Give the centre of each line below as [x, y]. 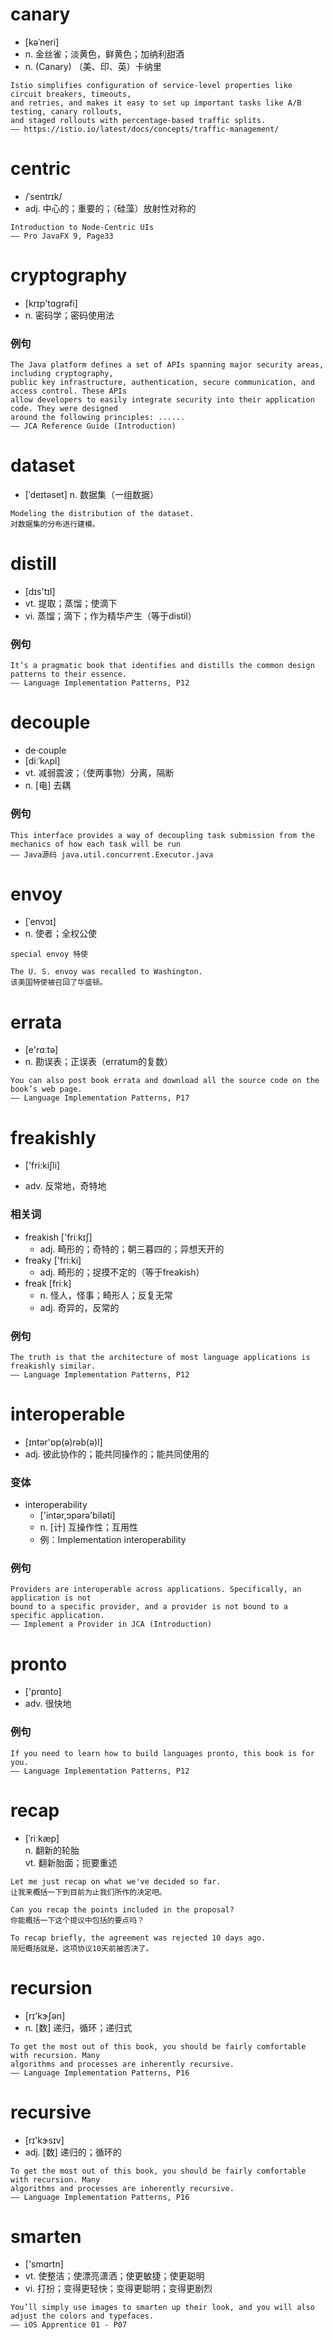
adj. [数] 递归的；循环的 [73, 2152]
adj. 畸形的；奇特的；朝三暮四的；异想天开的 [132, 1249]
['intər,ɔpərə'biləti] [77, 1515]
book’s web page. [46, 1089]
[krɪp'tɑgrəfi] [51, 303]
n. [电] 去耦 [48, 785]
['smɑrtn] [44, 2264]
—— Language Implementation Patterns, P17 [100, 1098]
